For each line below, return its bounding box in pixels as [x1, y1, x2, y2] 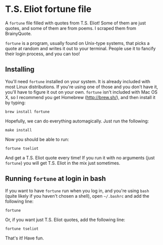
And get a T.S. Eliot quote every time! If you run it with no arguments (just [5, 154, 155, 160]
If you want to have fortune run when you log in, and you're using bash [5, 188, 150, 194]
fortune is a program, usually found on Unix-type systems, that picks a [5, 40, 150, 46]
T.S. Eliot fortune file [5, 3, 92, 15]
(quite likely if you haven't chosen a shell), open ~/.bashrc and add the [5, 193, 150, 199]
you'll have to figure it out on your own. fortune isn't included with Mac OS [5, 89, 158, 95]
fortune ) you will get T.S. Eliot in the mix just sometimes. [5, 160, 120, 166]
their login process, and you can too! [5, 51, 80, 57]
